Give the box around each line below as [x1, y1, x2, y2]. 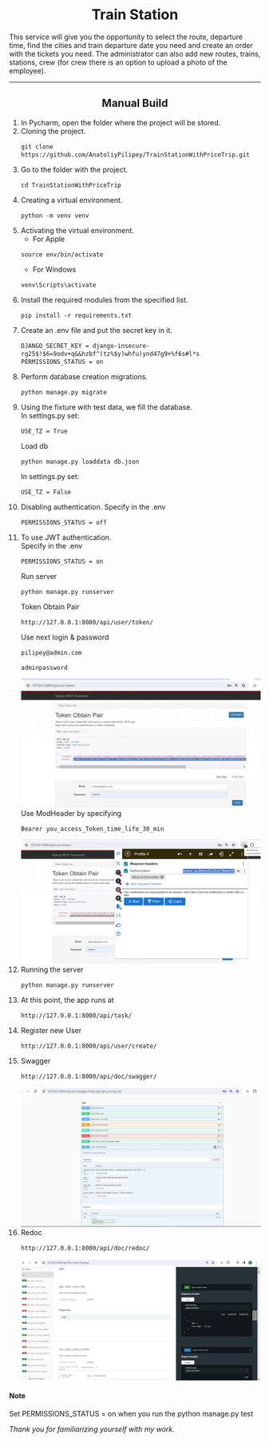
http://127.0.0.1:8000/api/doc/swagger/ [20, 1072, 157, 1081]
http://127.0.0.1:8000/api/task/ [20, 1012, 133, 1020]
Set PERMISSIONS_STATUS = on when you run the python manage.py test [9, 1409, 254, 1419]
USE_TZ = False [20, 488, 72, 496]
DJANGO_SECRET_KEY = [20, 342, 89, 350]
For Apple [32, 234, 65, 244]
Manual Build [101, 97, 168, 110]
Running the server [20, 965, 84, 975]
